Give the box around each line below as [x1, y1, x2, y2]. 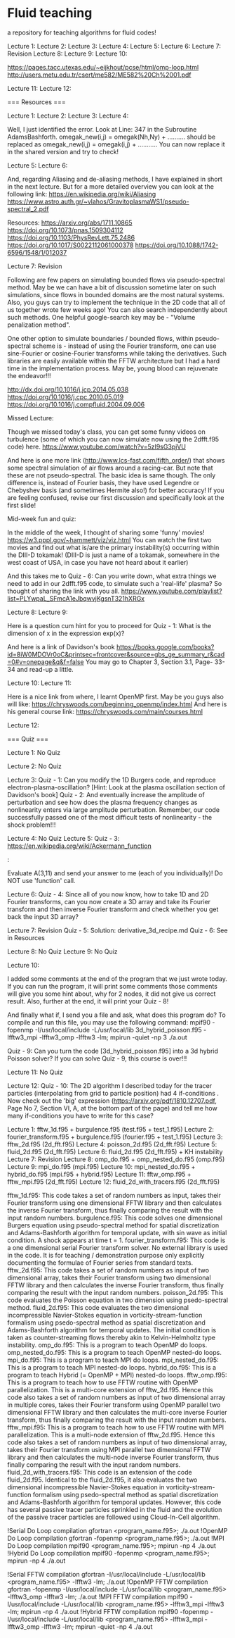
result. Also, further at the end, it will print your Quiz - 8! [7, 996, 169, 1005]
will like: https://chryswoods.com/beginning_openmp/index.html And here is [7, 699, 227, 708]
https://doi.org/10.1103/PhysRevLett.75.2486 [7, 233, 135, 242]
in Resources [7, 933, 46, 942]
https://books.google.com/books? [116, 642, 215, 651]
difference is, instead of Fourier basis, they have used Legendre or [7, 478, 200, 487]
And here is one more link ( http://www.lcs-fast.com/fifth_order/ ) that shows [7, 456, 225, 464]
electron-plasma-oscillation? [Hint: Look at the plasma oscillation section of [7, 783, 226, 792]
